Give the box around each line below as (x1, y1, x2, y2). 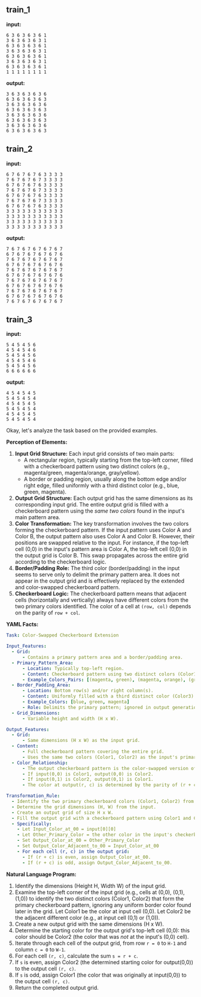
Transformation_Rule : (6, 793, 60, 799)
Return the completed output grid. (14, 984, 99, 991)
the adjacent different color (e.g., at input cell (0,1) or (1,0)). (14, 914, 160, 921)
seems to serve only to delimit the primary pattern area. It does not (14, 571, 180, 578)
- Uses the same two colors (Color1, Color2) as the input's (22, 754, 178, 760)
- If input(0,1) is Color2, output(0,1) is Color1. (22, 777, 154, 783)
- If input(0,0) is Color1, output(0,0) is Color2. (22, 771, 154, 777)
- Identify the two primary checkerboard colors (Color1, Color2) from (11, 799, 194, 805)
